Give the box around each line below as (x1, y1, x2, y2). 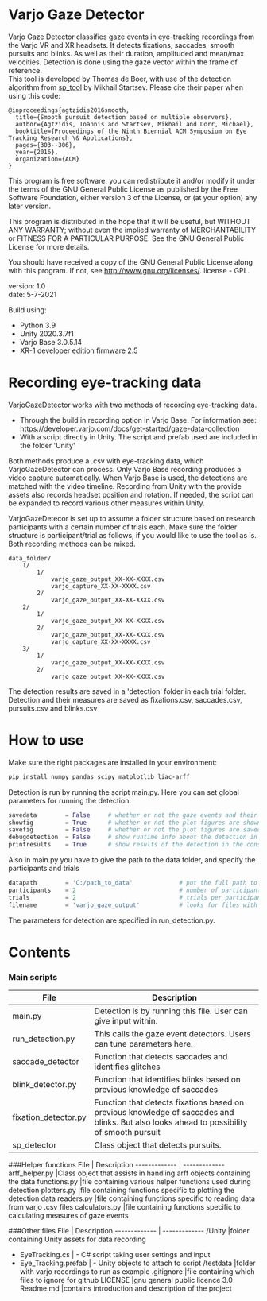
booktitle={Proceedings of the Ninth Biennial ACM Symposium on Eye (15, 127, 247, 135)
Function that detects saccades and (94, 1051, 228, 1063)
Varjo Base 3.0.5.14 (19, 337, 83, 347)
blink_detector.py (12, 1079, 77, 1090)
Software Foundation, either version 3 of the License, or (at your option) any (8, 192, 257, 202)
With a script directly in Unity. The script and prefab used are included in (19, 432, 258, 442)
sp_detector (12, 1140, 57, 1151)
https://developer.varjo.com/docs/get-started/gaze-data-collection (19, 424, 240, 433)
